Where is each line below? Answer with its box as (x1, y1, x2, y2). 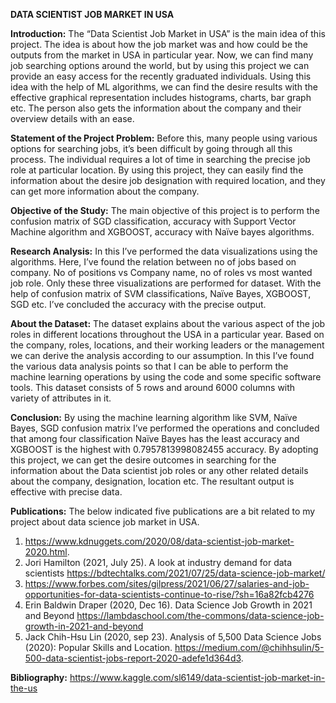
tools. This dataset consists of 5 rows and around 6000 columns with (10, 382, 296, 393)
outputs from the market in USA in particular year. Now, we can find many (10, 49, 314, 61)
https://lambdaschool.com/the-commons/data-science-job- (76, 610, 325, 621)
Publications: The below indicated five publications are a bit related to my (10, 505, 316, 517)
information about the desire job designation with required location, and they (10, 175, 326, 186)
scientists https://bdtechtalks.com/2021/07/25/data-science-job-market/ (24, 567, 326, 579)
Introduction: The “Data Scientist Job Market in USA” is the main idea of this (10, 28, 326, 39)
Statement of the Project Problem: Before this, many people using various (10, 132, 318, 144)
